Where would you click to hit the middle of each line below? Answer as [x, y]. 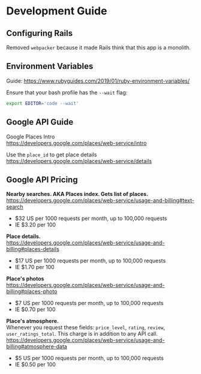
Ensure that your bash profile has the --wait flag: [67, 92]
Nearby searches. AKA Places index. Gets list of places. [77, 194]
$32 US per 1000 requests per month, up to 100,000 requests [91, 218]
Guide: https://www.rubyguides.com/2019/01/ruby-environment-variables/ [98, 81]
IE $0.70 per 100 [35, 309]
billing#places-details [33, 249]
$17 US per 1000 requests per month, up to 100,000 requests [90, 261]
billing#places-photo [32, 291]
